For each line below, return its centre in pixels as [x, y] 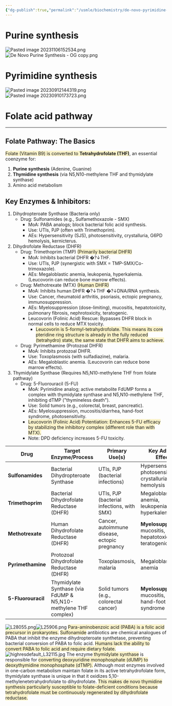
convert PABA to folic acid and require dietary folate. [61, 649]
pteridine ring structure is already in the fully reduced [92, 335]
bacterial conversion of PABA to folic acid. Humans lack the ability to [78, 643]
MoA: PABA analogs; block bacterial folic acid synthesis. [87, 225]
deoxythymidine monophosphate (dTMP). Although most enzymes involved [85, 665]
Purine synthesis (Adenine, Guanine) [52, 169]
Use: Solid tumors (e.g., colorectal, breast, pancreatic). [86, 406]
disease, [108, 534]
